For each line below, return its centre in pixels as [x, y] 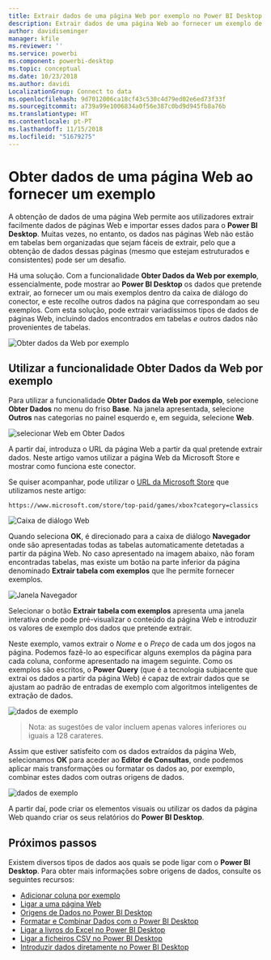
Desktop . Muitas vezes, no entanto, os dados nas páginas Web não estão [131, 234]
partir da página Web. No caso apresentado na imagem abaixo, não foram [131, 553]
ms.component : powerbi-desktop [61, 62]
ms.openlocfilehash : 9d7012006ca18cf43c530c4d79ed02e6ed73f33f [117, 99]
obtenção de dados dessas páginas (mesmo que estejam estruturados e [129, 251]
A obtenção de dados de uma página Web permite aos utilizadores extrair [131, 217]
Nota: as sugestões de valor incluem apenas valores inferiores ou [137, 727]
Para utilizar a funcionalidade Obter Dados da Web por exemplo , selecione [133, 400]
